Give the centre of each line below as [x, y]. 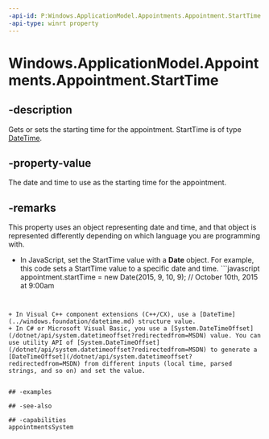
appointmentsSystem [41, 428]
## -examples [30, 392]
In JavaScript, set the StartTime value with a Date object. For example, [137, 260]
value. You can [236, 336]
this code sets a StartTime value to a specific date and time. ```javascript [140, 269]
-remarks [32, 207]
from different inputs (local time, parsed [158, 364]
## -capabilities [37, 420]
